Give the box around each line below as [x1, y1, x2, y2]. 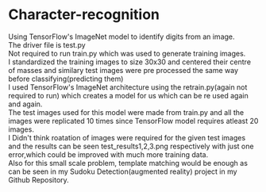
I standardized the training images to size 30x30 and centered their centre [8, 57, 252, 67]
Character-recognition [8, 6, 160, 24]
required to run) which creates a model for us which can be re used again [8, 90, 249, 100]
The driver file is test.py [8, 40, 86, 49]
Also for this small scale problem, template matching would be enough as [8, 158, 249, 167]
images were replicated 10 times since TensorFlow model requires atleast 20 [8, 116, 259, 125]
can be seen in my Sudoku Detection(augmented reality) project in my [8, 167, 237, 176]
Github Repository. [8, 175, 69, 184]
